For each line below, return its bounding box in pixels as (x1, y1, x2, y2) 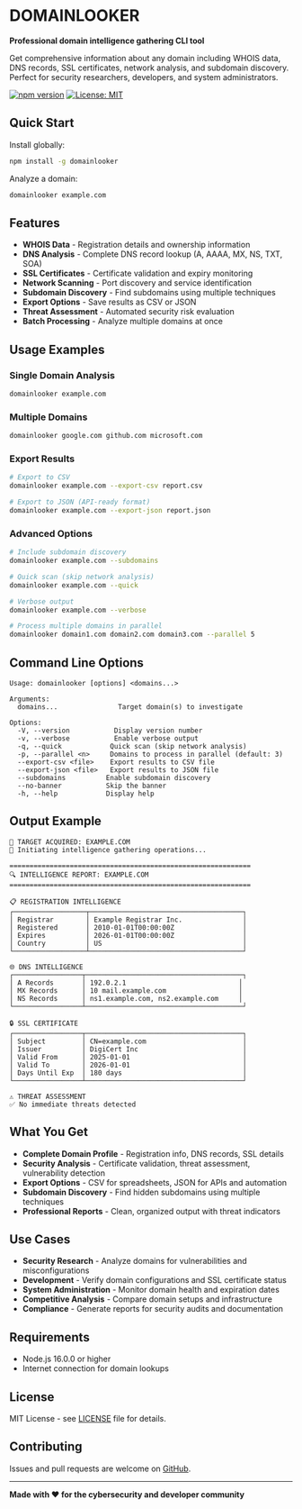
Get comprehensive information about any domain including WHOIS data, (9, 52, 281, 63)
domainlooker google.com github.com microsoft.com (9, 432, 203, 441)
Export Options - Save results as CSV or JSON (22, 296, 197, 307)
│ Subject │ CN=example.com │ (9, 1037, 247, 1046)
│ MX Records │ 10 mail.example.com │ (9, 986, 244, 995)
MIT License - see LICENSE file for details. (9, 1414, 166, 1424)
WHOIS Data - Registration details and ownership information (22, 240, 251, 250)
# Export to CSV (9, 473, 70, 482)
